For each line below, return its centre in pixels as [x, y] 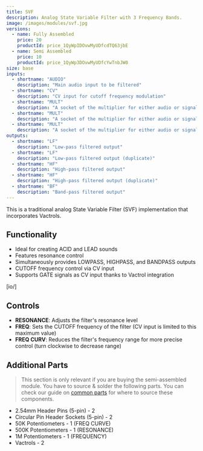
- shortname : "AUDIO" [39, 79]
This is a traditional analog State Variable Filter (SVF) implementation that [97, 209]
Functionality [32, 235]
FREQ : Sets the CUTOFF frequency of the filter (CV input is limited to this [106, 327]
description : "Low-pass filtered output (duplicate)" [86, 158]
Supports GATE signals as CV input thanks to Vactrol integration [94, 275]
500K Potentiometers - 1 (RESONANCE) [64, 430]
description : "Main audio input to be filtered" [79, 85]
